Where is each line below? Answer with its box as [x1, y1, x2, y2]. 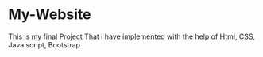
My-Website [8, 6, 91, 24]
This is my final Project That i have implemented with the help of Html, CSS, [8, 32, 256, 41]
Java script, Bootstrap [8, 40, 81, 49]
